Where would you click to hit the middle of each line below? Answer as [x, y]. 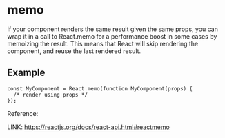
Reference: [23, 113]
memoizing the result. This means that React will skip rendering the [103, 43]
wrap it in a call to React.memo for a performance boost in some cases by [112, 36]
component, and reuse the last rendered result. [74, 51]
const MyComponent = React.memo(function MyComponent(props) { [100, 88]
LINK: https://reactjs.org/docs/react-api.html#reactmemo [89, 127]
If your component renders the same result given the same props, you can [113, 29]
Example [26, 73]
